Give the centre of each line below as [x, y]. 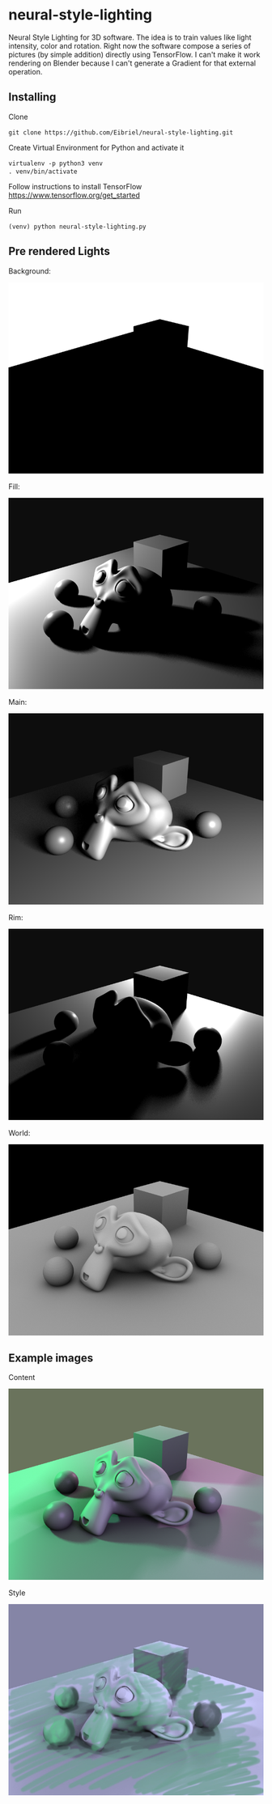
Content [22, 1377]
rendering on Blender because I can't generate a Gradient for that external [132, 63]
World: [19, 1133]
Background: [30, 271]
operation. [25, 71]
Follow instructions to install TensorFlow [75, 186]
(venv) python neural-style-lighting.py [78, 227]
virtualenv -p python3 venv [56, 163]
